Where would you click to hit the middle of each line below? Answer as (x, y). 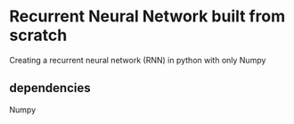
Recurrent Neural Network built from (147, 17)
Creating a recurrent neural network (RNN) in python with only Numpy (138, 60)
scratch (38, 35)
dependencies (50, 88)
